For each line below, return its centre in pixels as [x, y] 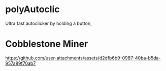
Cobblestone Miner [47, 44]
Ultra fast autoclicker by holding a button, [49, 23]
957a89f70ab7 [21, 63]
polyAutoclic [32, 9]
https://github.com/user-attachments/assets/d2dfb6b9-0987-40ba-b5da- [83, 58]
